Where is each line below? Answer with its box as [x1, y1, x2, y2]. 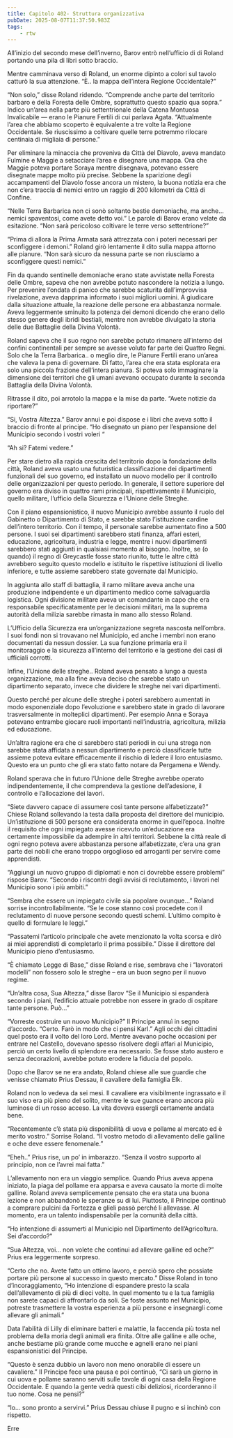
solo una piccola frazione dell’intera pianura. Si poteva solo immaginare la [7, 366, 218, 374]
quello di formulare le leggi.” [7, 919, 88, 927]
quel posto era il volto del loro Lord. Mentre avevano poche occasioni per [7, 1032, 217, 1041]
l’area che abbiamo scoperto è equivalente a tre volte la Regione [7, 120, 191, 129]
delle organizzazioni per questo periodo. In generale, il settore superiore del [7, 480, 225, 488]
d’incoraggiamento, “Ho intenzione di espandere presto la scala [7, 1282, 190, 1290]
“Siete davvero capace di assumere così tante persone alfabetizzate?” [7, 803, 209, 811]
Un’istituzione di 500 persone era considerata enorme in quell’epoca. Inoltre [7, 817, 225, 826]
